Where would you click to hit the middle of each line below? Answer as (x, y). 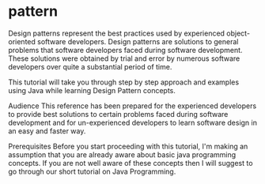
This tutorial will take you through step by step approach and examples (124, 82)
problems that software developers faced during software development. (125, 50)
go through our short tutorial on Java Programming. (92, 171)
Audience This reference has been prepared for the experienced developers (132, 106)
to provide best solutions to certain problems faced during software (118, 114)
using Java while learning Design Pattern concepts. (92, 90)
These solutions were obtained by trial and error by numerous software (124, 58)
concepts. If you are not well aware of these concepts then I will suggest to (131, 163)
